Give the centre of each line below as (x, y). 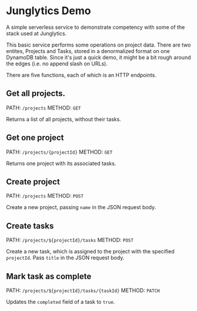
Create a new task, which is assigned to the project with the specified (90, 252)
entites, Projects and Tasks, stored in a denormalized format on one (88, 51)
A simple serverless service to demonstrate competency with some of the (96, 27)
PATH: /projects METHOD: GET (44, 108)
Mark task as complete (49, 276)
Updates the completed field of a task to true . (61, 302)
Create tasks (30, 226)
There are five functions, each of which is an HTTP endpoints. (81, 75)
